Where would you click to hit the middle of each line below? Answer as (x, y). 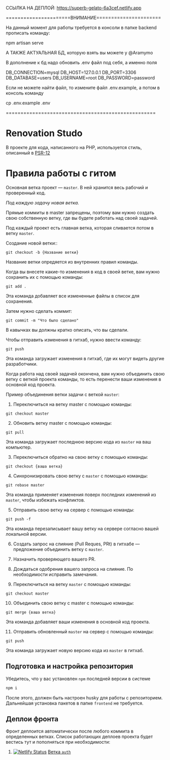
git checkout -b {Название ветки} (42, 252)
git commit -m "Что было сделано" (42, 320)
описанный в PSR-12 (28, 153)
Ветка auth (59, 752)
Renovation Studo (44, 134)
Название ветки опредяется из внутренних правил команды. (72, 261)
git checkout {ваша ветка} (34, 466)
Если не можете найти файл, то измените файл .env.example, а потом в (83, 87)
